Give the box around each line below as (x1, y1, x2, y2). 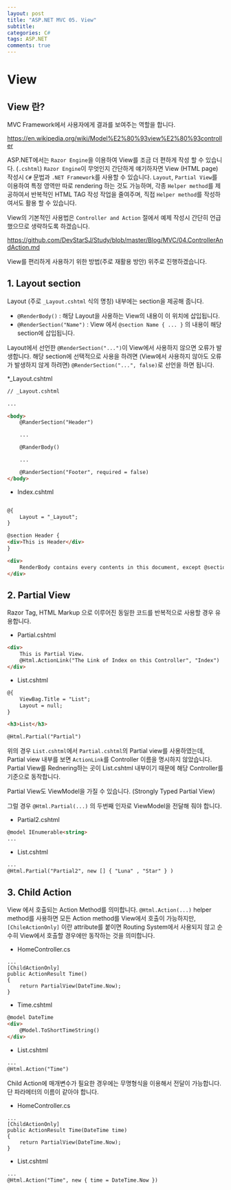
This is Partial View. (19, 650, 85, 658)
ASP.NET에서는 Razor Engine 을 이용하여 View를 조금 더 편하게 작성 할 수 (7, 156, 204, 164)
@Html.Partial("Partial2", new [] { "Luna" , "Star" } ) (7, 868, 174, 874)
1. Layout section (7, 278, 81, 289)
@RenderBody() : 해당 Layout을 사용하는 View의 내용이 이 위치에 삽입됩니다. (16, 311, 220, 320)
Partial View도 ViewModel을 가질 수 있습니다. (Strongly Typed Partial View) (7, 787, 215, 796)
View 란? (7, 101, 45, 112)
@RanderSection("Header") (19, 419, 94, 426)
